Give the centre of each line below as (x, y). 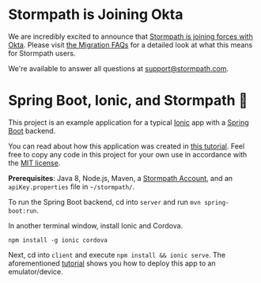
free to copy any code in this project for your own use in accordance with (128, 154)
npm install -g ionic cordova (58, 240)
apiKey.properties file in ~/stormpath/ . (72, 187)
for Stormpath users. (42, 53)
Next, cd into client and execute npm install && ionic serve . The (117, 255)
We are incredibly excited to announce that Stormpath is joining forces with (130, 36)
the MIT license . (34, 163)
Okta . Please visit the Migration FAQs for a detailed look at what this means (130, 44)
